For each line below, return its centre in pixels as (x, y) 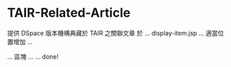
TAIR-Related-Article (69, 13)
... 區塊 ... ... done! (33, 57)
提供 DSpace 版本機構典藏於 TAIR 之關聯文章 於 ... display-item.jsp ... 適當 (113, 33)
